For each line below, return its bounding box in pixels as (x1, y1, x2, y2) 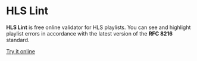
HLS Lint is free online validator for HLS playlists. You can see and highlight (6, 24, 191, 31)
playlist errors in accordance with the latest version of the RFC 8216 (6, 30, 173, 37)
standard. (6, 36, 30, 43)
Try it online (6, 47, 36, 54)
